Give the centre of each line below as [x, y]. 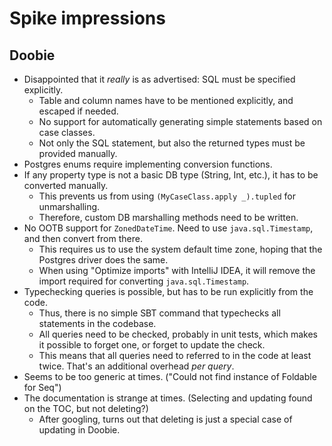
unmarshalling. [69, 206]
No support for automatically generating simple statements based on [180, 121]
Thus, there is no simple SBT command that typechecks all [159, 313]
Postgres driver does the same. [103, 260]
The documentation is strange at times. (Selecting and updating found [168, 398]
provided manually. [78, 153]
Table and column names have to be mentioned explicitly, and [166, 100]
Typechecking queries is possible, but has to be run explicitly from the [168, 291]
